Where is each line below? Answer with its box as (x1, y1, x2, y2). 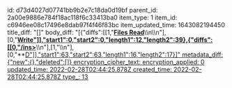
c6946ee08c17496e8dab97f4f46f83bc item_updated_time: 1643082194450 (7, 21, 225, 29)
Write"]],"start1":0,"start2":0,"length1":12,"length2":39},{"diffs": (17, 36, 213, 44)
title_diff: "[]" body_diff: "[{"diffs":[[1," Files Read (7, 28, 145, 36)
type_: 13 (62, 73, 88, 81)
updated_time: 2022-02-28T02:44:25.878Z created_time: (7, 66, 172, 73)
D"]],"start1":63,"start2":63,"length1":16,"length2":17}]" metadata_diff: (25, 50, 224, 59)
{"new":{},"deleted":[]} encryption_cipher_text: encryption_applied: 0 (7, 58, 205, 66)
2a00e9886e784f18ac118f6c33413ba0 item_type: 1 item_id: (7, 13, 178, 22)
